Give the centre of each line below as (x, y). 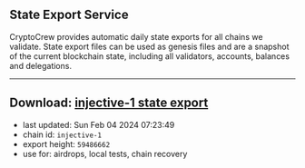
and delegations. (41, 65)
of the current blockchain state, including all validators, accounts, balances (150, 56)
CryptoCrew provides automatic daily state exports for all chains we (136, 36)
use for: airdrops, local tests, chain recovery (105, 153)
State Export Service (69, 15)
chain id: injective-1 (62, 134)
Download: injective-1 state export (109, 103)
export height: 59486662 (66, 143)
